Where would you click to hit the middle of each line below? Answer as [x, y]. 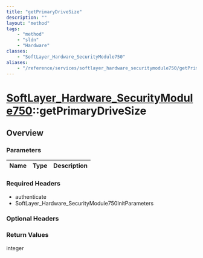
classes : [17, 51]
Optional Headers [33, 219]
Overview [25, 133]
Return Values [27, 235]
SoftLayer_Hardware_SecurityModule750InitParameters [84, 203]
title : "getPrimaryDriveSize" [44, 12]
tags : [13, 29]
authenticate [31, 196]
